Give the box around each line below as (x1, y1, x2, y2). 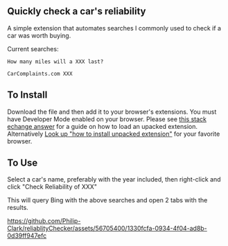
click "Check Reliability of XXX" (7, 183, 97, 191)
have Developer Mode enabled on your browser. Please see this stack (7, 114, 207, 123)
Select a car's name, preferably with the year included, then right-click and (7, 175, 221, 184)
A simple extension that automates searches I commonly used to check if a (7, 24, 222, 32)
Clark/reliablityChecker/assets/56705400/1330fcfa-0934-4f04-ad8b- (7, 225, 208, 233)
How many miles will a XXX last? (7, 58, 104, 65)
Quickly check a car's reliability (7, 6, 146, 17)
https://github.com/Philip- (7, 217, 81, 225)
